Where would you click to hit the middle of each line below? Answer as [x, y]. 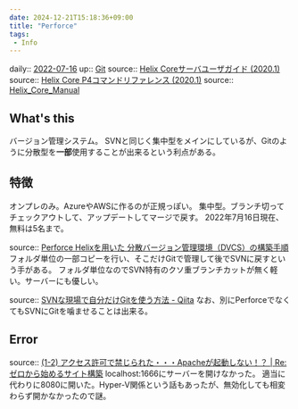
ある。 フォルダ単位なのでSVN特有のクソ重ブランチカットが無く [151, 270]
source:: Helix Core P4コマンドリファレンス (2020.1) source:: [121, 80]
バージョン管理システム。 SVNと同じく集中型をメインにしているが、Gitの [145, 141]
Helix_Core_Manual [45, 90]
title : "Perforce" [43, 26]
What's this [42, 118]
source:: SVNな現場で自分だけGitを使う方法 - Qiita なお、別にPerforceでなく [150, 299]
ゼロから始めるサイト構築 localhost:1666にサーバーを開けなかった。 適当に [148, 373]
